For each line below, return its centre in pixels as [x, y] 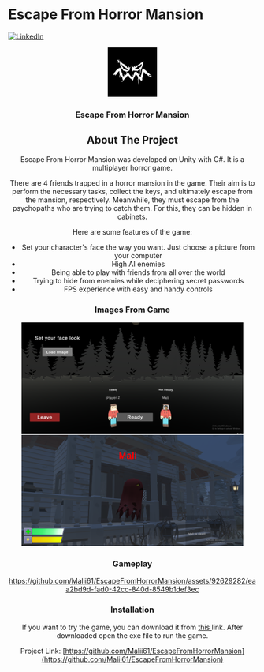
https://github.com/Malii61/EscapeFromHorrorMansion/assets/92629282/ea [132, 581]
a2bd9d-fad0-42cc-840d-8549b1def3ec [132, 589]
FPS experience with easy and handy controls [138, 289]
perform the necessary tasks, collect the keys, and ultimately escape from [132, 191]
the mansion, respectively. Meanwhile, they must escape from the [132, 200]
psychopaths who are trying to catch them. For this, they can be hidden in [132, 208]
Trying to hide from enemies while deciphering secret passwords [138, 280]
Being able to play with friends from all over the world [138, 272]
